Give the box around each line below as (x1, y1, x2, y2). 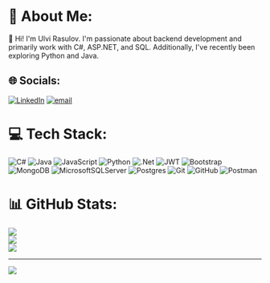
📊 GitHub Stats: (8, 195, 118, 213)
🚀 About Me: (8, 7, 93, 26)
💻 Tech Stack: (8, 124, 108, 143)
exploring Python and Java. (8, 51, 99, 60)
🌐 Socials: (8, 74, 61, 87)
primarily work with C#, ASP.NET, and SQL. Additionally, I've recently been (8, 42, 256, 51)
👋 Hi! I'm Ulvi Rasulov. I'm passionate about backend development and (8, 34, 243, 43)
